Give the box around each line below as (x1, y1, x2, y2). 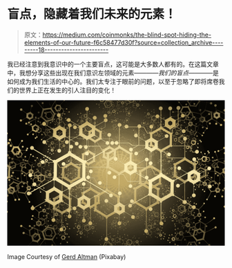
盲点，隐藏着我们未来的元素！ (7, 6, 177, 22)
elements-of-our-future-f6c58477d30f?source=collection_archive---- (23, 38, 224, 46)
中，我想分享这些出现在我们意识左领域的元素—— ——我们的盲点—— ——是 (7, 69, 220, 77)
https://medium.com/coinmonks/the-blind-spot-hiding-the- (42, 30, 212, 39)
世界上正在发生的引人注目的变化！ (19, 86, 116, 94)
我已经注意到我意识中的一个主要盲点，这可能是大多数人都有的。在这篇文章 (7, 60, 219, 68)
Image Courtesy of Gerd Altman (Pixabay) (7, 252, 126, 260)
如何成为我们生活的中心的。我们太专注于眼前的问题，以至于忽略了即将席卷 (7, 77, 219, 85)
